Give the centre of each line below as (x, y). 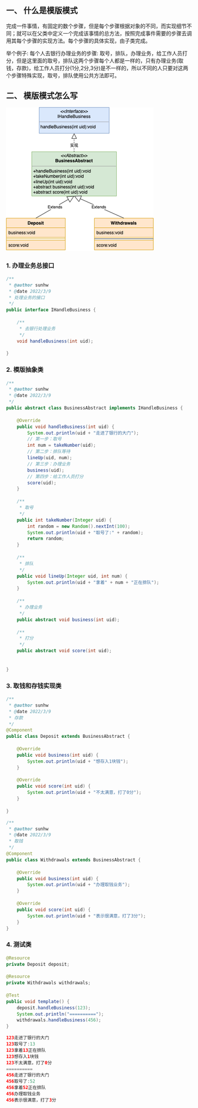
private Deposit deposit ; (38, 964)
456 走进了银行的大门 (28, 1075)
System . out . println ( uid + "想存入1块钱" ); (78, 761)
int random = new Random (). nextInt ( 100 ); (79, 526)
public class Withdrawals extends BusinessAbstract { (74, 860)
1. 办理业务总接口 (30, 266)
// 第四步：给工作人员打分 (55, 476)
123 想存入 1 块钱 (23, 1056)
